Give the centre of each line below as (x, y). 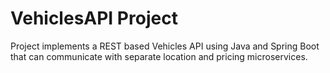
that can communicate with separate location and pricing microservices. (159, 56)
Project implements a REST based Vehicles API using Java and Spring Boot (165, 46)
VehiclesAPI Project (94, 18)
